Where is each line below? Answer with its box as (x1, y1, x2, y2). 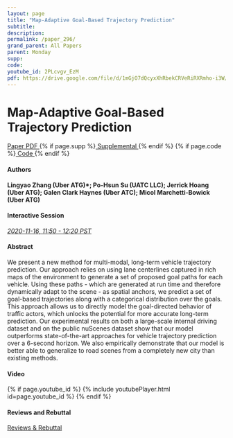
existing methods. (7, 353, 58, 362)
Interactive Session (7, 211, 64, 220)
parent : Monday (7, 49, 51, 56)
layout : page (7, 10, 45, 17)
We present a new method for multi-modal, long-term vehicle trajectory (7, 258, 212, 266)
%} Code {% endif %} (7, 150, 70, 158)
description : (7, 29, 45, 37)
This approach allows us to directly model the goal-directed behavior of (7, 302, 212, 310)
